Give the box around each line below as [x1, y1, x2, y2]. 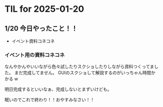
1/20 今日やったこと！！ [4, 24, 78, 32]
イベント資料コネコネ [11, 38, 55, 44]
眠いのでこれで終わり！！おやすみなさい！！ [4, 97, 95, 103]
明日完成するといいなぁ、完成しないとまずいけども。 [4, 86, 112, 92]
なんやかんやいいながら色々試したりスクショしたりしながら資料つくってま [4, 64, 155, 70]
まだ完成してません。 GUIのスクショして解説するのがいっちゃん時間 [14, 70, 151, 76]
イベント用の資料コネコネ [4, 52, 65, 58]
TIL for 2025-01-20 [4, 3, 84, 15]
